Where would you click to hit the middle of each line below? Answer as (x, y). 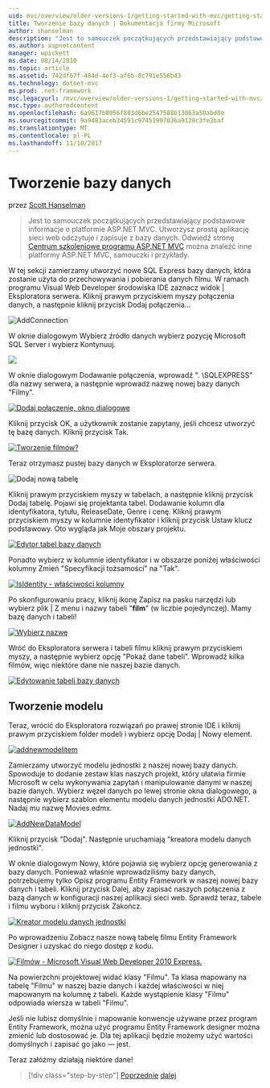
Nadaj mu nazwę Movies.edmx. (60, 808)
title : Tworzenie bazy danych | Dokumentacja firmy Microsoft (115, 23)
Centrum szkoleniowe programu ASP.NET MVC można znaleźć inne (140, 246)
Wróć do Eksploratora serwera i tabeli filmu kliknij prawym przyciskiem (125, 648)
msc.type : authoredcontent (53, 105)
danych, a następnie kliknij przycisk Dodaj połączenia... (100, 305)
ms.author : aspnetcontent (51, 46)
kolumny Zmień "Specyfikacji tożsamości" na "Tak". (94, 569)
